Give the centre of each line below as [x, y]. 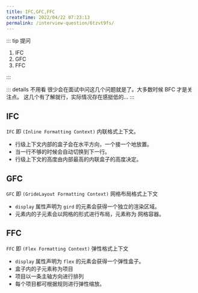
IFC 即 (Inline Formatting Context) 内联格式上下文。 [73, 131]
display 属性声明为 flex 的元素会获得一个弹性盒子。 [79, 261]
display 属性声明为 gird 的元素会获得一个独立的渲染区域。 [88, 207]
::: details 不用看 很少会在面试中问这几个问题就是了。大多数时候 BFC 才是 [97, 89]
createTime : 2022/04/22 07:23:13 [48, 17]
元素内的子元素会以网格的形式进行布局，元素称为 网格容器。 [89, 214]
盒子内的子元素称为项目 [44, 268]
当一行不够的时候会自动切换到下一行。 [62, 152]
